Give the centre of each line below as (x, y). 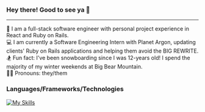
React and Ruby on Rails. (38, 35)
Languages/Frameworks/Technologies (65, 89)
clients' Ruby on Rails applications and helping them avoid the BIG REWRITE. (103, 51)
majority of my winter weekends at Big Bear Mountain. (74, 67)
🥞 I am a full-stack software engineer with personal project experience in (98, 29)
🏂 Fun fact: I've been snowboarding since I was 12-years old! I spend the (98, 58)
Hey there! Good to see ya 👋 (48, 10)
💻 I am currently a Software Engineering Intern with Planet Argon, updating (101, 42)
